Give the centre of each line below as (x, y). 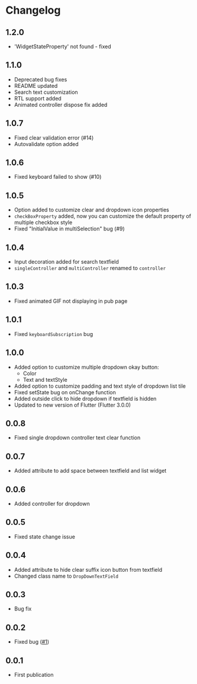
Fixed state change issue (44, 536)
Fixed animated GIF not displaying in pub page (71, 301)
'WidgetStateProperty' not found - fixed (63, 46)
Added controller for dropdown (52, 503)
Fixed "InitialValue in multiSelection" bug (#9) (69, 229)
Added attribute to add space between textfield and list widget (90, 471)
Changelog (33, 10)
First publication (34, 675)
